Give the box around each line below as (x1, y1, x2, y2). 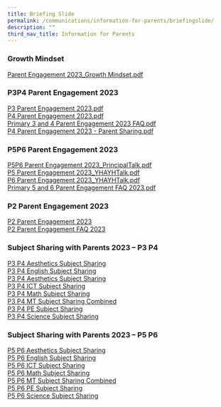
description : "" (7, 24, 55, 31)
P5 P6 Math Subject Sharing (7, 369, 90, 378)
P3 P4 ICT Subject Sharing (7, 282, 86, 290)
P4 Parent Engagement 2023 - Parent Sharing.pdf (7, 126, 154, 135)
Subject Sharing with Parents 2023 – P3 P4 (7, 243, 158, 253)
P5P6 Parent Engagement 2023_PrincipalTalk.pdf (7, 161, 152, 170)
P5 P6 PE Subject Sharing (7, 384, 83, 393)
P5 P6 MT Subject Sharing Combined (7, 376, 117, 385)
